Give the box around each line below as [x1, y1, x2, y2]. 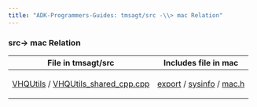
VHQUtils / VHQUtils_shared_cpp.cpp [12, 78, 150, 89]
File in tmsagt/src [46, 57, 115, 68]
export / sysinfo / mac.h [156, 78, 245, 89]
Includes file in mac [163, 57, 239, 68]
